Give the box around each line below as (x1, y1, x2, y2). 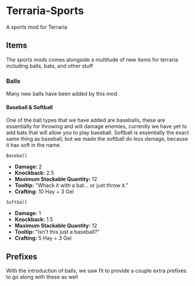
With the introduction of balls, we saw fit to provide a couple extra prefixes (6, 267, 187, 274)
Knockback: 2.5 (14, 169, 55, 176)
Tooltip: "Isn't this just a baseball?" (14, 229, 100, 236)
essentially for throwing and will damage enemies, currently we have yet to (6, 123, 187, 130)
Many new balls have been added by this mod (6, 90, 117, 97)
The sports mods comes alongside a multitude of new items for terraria (6, 56, 179, 63)
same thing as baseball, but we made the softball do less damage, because (6, 135, 189, 142)
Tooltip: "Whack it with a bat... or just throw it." (14, 182, 129, 189)
